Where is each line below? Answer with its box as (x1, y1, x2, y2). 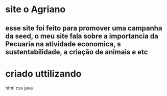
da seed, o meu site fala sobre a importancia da (5, 31, 158, 40)
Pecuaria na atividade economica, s (5, 40, 121, 48)
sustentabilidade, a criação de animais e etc (5, 47, 148, 56)
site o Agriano (5, 4, 66, 15)
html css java (5, 85, 33, 91)
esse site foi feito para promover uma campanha (5, 24, 162, 33)
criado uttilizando (5, 68, 82, 79)
